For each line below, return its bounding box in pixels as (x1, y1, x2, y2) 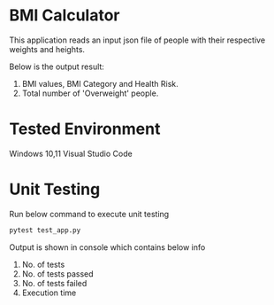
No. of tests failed (21, 278, 88, 288)
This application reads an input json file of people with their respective (9, 35, 266, 45)
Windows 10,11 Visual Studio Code (9, 148, 133, 159)
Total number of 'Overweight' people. (21, 88, 159, 98)
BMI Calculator (9, 5, 120, 26)
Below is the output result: (9, 61, 104, 72)
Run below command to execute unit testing (9, 208, 170, 219)
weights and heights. (9, 43, 86, 54)
